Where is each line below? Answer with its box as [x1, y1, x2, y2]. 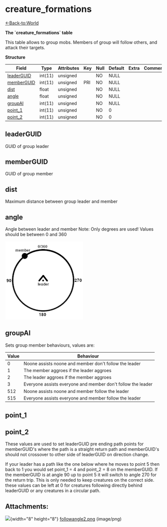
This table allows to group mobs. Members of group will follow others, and [5, 39, 158, 45]
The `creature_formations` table [5, 29, 73, 35]
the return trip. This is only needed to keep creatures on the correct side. [5, 477, 155, 483]
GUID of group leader [5, 143, 49, 149]
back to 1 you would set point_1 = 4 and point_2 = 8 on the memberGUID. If [5, 467, 158, 473]
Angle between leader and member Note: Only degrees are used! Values [5, 226, 154, 232]
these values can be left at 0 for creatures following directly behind [5, 482, 143, 489]
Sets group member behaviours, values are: [5, 342, 95, 348]
